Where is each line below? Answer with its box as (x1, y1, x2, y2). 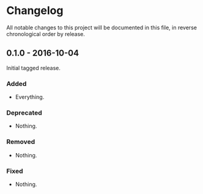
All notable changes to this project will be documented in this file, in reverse (6, 24, 197, 31)
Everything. (15, 93, 45, 101)
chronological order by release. (6, 30, 86, 37)
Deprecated (6, 108, 43, 117)
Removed (6, 138, 35, 146)
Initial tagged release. (6, 64, 61, 71)
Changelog (6, 4, 64, 18)
